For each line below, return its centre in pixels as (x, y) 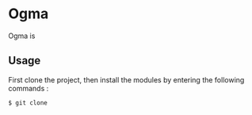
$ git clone (28, 103)
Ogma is (22, 36)
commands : (29, 88)
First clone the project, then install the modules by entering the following (126, 79)
